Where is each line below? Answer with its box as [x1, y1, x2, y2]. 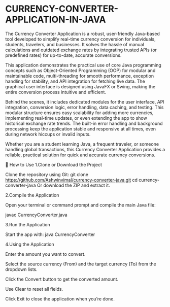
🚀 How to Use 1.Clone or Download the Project [5, 161, 103, 167]
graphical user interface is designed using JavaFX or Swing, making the [5, 83, 156, 89]
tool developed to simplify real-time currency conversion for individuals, [5, 36, 156, 42]
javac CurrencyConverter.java [5, 212, 67, 218]
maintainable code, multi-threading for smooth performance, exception [5, 73, 154, 79]
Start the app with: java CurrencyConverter [5, 231, 95, 237]
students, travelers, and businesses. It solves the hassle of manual [5, 41, 145, 47]
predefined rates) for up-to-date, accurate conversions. [5, 52, 122, 58]
